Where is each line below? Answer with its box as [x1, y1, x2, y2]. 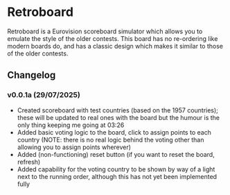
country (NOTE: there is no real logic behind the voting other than [17, 135, 204, 144]
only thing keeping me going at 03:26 [17, 121, 125, 129]
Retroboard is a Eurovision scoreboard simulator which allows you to [7, 27, 203, 35]
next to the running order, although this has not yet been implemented [17, 172, 217, 180]
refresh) [17, 158, 41, 166]
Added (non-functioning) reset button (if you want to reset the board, [17, 150, 215, 158]
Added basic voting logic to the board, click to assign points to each [17, 128, 211, 136]
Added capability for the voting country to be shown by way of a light [17, 164, 215, 173]
